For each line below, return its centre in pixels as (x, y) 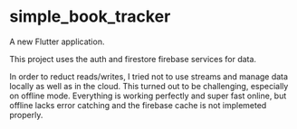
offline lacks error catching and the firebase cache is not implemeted (138, 105)
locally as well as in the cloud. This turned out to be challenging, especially (149, 86)
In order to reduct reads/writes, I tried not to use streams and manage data (148, 76)
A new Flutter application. (57, 41)
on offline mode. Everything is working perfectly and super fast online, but (148, 96)
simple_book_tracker (90, 17)
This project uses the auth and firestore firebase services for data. (133, 59)
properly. (26, 115)
